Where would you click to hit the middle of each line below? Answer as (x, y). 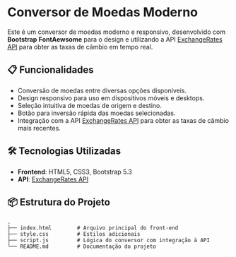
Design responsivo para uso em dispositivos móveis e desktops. (111, 98)
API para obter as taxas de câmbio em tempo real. (80, 47)
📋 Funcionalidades (51, 70)
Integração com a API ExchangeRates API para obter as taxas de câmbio (123, 120)
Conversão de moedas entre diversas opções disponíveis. (102, 90)
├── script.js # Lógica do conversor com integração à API (109, 241)
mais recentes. (39, 128)
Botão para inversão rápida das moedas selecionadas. (96, 113)
